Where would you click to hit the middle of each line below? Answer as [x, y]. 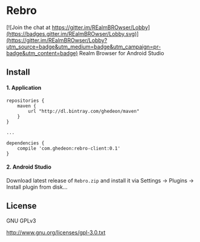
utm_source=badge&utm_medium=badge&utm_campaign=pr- [84, 47]
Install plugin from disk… [37, 187]
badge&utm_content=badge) [42, 53]
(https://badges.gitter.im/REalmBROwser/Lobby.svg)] [73, 33]
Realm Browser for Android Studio [122, 53]
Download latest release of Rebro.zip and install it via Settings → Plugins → [100, 180]
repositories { [25, 101]
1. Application [24, 87]
